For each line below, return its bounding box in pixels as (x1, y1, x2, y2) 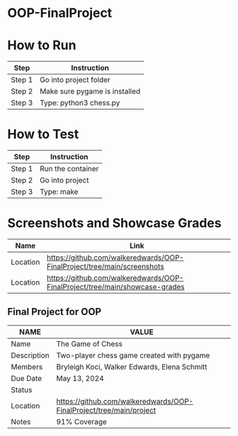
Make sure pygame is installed (40, 86, 141, 96)
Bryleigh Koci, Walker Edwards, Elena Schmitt (56, 362, 208, 372)
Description (11, 350, 50, 360)
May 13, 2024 (56, 373, 104, 383)
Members (11, 362, 43, 372)
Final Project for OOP (7, 306, 101, 318)
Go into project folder (40, 75, 111, 85)
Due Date (11, 373, 42, 383)
